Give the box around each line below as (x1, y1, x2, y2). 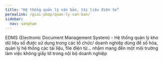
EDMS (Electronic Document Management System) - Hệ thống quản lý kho (5, 35, 159, 41)
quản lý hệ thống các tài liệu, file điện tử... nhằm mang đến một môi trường (5, 45, 159, 51)
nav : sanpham (9, 21, 37, 26)
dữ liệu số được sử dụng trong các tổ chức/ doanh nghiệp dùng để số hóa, (5, 40, 158, 46)
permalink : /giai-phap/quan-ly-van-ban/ (5, 12, 91, 17)
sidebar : (5, 16, 23, 21)
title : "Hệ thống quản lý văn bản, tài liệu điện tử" (5, 7, 120, 12)
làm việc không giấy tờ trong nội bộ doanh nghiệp (5, 51, 107, 57)
